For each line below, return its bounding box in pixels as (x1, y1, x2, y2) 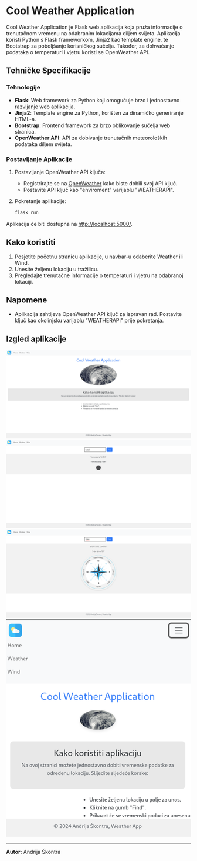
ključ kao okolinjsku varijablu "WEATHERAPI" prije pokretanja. (14, 317, 164, 324)
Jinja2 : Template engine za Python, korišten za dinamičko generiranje (14, 109, 184, 116)
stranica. (14, 128, 36, 135)
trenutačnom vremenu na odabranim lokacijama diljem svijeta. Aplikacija (6, 29, 181, 36)
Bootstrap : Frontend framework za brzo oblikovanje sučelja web (14, 122, 171, 129)
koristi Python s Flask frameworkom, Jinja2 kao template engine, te (6, 36, 168, 43)
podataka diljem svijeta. (14, 140, 72, 148)
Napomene (6, 295, 47, 305)
